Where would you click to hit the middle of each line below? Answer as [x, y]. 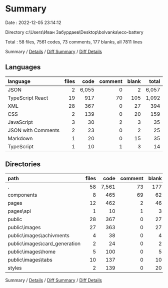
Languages [23, 67]
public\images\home [32, 252]
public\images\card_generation [44, 244]
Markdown [20, 138]
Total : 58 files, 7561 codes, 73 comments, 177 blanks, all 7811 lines [74, 42]
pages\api [19, 211]
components [22, 195]
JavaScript [20, 122]
